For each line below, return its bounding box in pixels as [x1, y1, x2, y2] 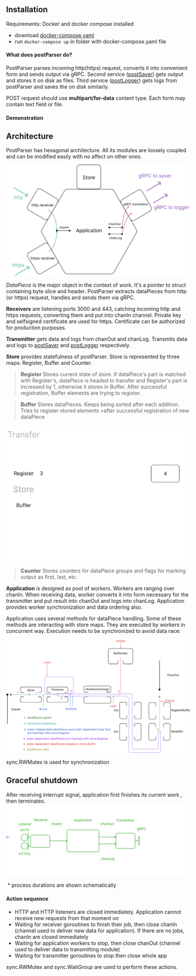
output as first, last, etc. [20, 573, 78, 581]
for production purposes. [6, 324, 67, 331]
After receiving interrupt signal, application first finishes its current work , [6, 791, 183, 798]
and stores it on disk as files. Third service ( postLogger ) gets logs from [6, 77, 177, 84]
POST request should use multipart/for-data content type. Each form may [6, 95, 186, 102]
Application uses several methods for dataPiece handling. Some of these [6, 615, 181, 622]
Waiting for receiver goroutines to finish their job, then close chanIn [14, 921, 177, 928]
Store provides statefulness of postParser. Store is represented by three [6, 353, 180, 360]
